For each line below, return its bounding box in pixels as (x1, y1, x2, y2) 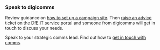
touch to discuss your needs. (5, 25, 63, 31)
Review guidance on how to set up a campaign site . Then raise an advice (5, 15, 152, 21)
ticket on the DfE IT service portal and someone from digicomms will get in (5, 20, 155, 26)
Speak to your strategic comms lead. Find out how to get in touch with (5, 34, 146, 40)
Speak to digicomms (5, 4, 55, 11)
